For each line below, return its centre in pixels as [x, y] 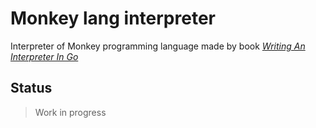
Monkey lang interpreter [113, 18]
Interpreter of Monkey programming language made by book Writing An [158, 46]
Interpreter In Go [44, 56]
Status [31, 88]
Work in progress [70, 112]
